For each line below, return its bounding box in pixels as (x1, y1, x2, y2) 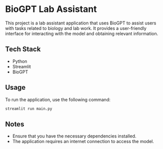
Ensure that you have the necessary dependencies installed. (12, 133, 137, 139)
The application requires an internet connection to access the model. (12, 139, 155, 145)
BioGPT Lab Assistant (5, 3, 97, 15)
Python (12, 58, 27, 64)
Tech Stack (5, 45, 41, 53)
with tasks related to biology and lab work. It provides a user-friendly (5, 25, 147, 31)
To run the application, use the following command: (5, 96, 111, 103)
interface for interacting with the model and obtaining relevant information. (5, 30, 159, 36)
